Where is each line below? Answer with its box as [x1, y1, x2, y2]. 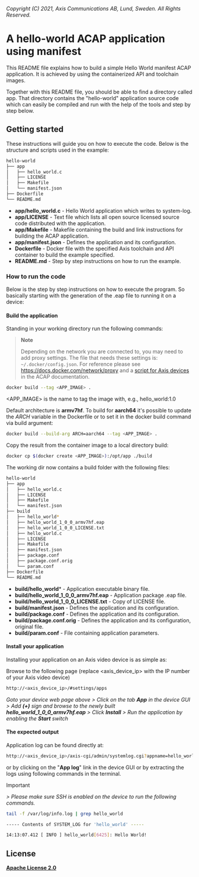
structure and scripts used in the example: [6, 146, 110, 153]
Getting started [6, 124, 64, 135]
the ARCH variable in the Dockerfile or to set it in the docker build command [6, 413, 191, 420]
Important [6, 782, 30, 789]
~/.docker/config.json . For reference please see [20, 361, 141, 368]
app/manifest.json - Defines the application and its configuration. [14, 238, 176, 245]
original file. [14, 623, 44, 630]
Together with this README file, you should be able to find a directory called [6, 88, 192, 95]
